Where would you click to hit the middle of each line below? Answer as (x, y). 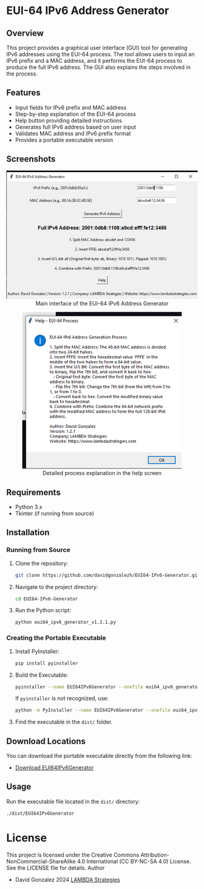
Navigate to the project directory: (56, 587)
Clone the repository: (42, 563)
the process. (22, 73)
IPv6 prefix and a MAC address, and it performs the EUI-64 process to (94, 61)
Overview (25, 33)
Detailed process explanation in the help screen (102, 473)
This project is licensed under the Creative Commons (73, 855)
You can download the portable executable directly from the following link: (99, 756)
